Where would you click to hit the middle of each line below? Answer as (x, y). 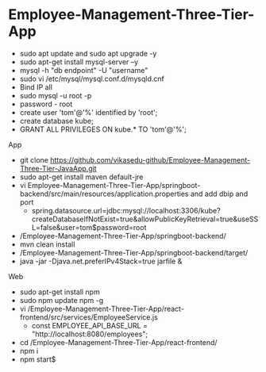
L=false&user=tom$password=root (89, 227)
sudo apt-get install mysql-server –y (79, 62)
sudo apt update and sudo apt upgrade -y (88, 53)
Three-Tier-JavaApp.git (58, 168)
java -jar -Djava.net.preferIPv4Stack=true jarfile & (101, 261)
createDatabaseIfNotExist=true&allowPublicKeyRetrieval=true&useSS (145, 219)
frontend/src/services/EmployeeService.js (89, 317)
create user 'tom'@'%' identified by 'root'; (89, 112)
